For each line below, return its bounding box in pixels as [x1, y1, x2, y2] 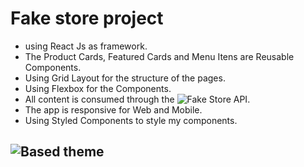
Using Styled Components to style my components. [24, 114, 238, 126]
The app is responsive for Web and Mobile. [24, 103, 203, 116]
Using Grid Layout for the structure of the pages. [24, 72, 226, 84]
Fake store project [10, 7, 164, 30]
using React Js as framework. [24, 40, 148, 52]
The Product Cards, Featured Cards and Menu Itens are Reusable [24, 50, 295, 62]
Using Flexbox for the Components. [24, 82, 172, 94]
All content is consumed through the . [24, 93, 251, 105]
